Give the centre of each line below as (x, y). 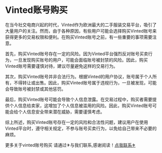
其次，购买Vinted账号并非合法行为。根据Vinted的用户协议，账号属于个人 (79, 76)
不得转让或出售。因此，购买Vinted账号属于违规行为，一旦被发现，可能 (85, 82)
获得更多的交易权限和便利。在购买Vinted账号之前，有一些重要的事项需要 (79, 37)
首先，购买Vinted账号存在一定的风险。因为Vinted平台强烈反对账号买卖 (77, 54)
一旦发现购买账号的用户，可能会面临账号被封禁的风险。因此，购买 (81, 60)
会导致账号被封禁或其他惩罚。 (35, 89)
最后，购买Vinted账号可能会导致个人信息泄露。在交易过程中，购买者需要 (79, 99)
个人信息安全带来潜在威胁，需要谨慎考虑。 (61, 112)
